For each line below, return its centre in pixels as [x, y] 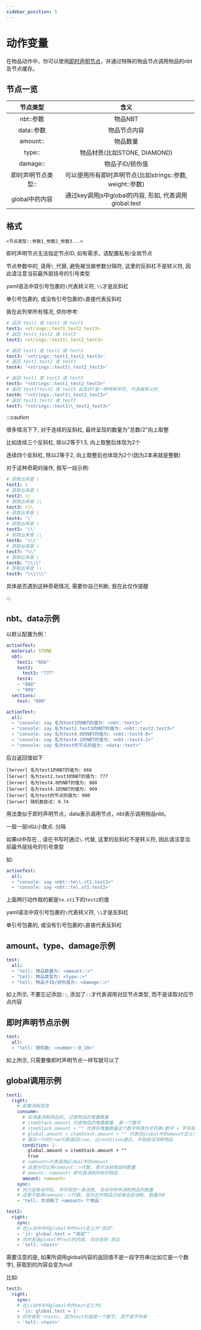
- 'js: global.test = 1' [48, 1311]
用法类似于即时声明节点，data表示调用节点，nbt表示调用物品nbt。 [88, 814]
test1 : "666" [33, 662]
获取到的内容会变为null [45, 1265]
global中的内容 [32, 199]
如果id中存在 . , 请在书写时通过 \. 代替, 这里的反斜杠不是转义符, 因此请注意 [96, 839]
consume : [28, 1112]
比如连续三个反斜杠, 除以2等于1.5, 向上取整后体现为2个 [73, 442]
